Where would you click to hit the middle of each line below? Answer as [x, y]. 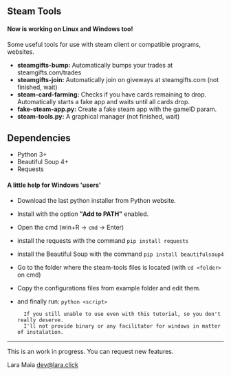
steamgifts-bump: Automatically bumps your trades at [95, 65]
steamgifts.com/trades [49, 72]
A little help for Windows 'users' [54, 185]
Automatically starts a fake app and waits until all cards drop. [103, 101]
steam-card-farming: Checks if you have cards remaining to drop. [112, 94]
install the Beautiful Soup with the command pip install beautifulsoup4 [120, 254]
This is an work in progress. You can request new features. [90, 351]
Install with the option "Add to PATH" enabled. [83, 214]
